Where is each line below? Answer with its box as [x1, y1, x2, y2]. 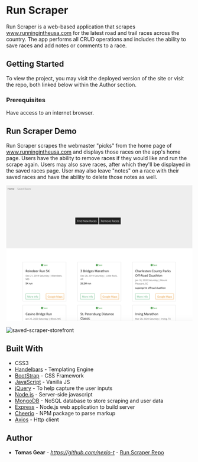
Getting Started [6, 59, 64, 69]
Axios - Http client [14, 416, 59, 423]
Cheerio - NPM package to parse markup [14, 409, 116, 417]
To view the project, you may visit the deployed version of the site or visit [6, 74, 184, 82]
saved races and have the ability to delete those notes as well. [6, 173, 158, 180]
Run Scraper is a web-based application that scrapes [6, 23, 136, 30]
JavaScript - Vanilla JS [14, 378, 70, 385]
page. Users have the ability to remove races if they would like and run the [6, 154, 187, 161]
